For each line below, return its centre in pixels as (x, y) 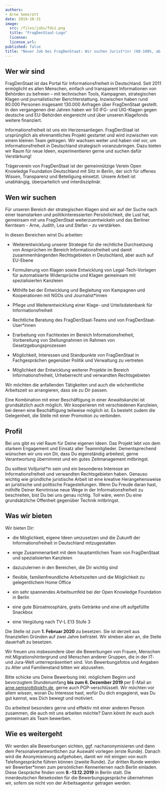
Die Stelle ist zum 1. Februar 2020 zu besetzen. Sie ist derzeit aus (72, 631)
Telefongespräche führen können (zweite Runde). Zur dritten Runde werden (83, 762)
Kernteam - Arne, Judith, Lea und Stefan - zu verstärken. (63, 225)
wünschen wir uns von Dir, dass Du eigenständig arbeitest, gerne (72, 454)
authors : (14, 10)
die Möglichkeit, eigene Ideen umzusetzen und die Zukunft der (76, 538)
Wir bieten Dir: (20, 528)
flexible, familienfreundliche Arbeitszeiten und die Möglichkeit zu (78, 577)
